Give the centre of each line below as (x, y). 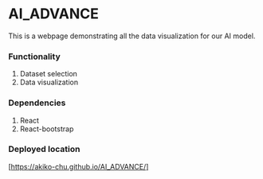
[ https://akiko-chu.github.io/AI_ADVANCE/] (79, 166)
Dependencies (37, 103)
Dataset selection (49, 74)
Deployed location (44, 150)
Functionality (35, 56)
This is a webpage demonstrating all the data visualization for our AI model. (132, 36)
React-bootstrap (47, 129)
